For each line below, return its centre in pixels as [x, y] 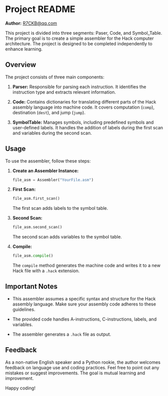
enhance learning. [24, 49]
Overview [21, 65]
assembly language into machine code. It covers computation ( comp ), [83, 107]
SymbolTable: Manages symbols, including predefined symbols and [83, 122]
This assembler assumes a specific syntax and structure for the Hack [84, 298]
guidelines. [24, 309]
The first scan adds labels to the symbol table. [60, 208]
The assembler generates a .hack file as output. [62, 334]
